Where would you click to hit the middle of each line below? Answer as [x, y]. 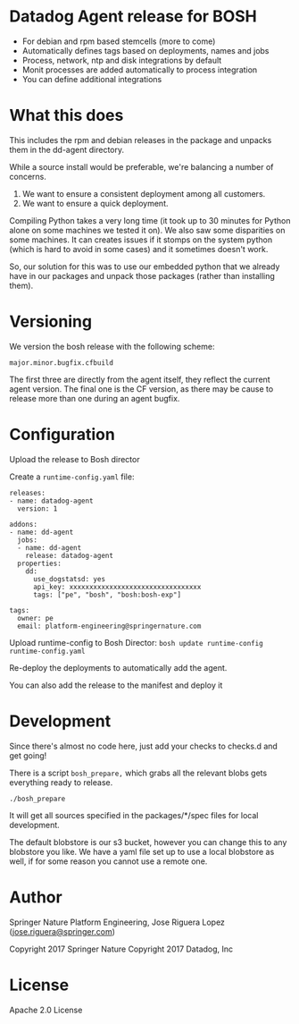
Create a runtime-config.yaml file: [72, 477]
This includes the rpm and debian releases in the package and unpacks [141, 140]
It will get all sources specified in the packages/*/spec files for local [134, 815]
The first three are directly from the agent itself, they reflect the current [140, 379]
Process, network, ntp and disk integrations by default [122, 60]
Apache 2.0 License [46, 1010]
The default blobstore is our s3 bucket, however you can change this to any [148, 842]
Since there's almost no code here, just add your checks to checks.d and [144, 746]
